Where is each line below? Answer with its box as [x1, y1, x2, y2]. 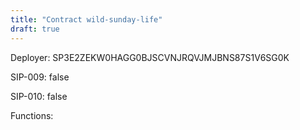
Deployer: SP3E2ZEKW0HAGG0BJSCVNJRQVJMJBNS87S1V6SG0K [10, 51, 290, 63]
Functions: [10, 109, 54, 121]
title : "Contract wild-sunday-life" [10, 14, 163, 25]
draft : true [10, 24, 60, 34]
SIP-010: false [10, 90, 68, 102]
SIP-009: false [10, 71, 70, 83]
